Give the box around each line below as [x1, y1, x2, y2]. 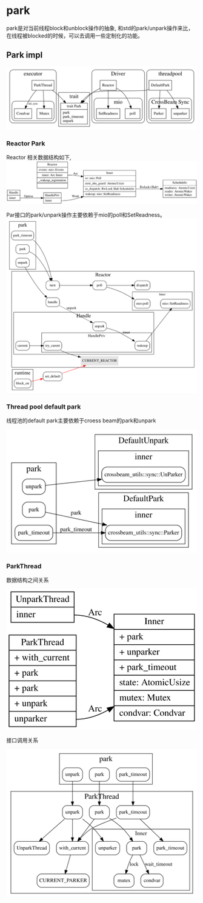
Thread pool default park [6, 402, 81, 411]
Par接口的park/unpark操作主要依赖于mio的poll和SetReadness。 [6, 212, 165, 219]
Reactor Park [6, 139, 45, 148]
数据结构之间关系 [6, 576, 49, 584]
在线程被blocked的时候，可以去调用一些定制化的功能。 [6, 32, 144, 39]
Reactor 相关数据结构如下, [6, 154, 72, 161]
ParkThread [6, 562, 42, 570]
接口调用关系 [6, 737, 38, 744]
